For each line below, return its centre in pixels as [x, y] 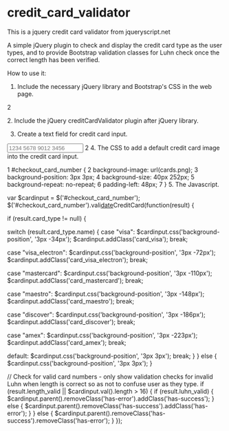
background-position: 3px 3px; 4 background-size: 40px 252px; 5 [101, 177]
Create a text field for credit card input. [72, 134]
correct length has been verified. [54, 59]
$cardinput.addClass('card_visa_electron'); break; [77, 259]
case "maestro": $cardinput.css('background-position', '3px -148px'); [106, 294]
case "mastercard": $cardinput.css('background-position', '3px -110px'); [110, 273]
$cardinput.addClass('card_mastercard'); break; [75, 280]
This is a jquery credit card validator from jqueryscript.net [89, 32]
